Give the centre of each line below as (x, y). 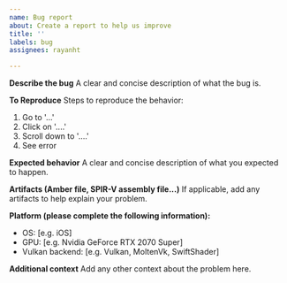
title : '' (27, 34)
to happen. (29, 172)
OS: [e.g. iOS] (47, 233)
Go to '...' (38, 118)
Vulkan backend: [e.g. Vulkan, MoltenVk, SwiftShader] (121, 252)
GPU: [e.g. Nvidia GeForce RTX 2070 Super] (102, 242)
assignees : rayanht (45, 50)
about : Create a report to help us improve (91, 26)
